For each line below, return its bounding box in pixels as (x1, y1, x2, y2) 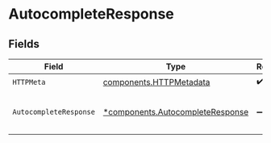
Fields (8, 37, 40, 51)
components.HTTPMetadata (102, 76, 211, 87)
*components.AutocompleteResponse (102, 107, 249, 117)
